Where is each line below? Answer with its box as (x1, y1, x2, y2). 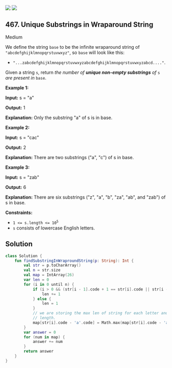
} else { (32, 296, 52, 301)
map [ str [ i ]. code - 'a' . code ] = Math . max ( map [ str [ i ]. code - (32, 320, 162, 325)
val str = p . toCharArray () (24, 263, 81, 268)
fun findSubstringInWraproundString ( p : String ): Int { (14, 258, 134, 263)
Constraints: (5, 209, 33, 216)
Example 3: (5, 164, 30, 170)
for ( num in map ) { (24, 334, 66, 340)
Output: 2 (5, 144, 27, 150)
